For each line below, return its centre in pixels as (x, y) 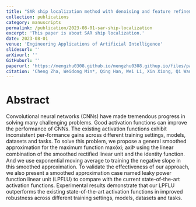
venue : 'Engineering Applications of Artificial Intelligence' (85, 44)
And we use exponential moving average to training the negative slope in (93, 161)
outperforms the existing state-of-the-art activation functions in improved (94, 192)
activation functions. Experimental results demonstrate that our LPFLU (90, 185)
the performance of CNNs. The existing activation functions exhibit (87, 129)
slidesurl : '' (23, 50)
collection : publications (37, 17)
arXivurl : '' (22, 55)
